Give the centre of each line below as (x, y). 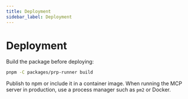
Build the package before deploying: (50, 62)
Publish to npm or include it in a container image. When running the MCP (94, 84)
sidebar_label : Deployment (39, 17)
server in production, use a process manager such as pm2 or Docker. (89, 90)
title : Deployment (28, 11)
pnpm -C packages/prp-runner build (50, 73)
